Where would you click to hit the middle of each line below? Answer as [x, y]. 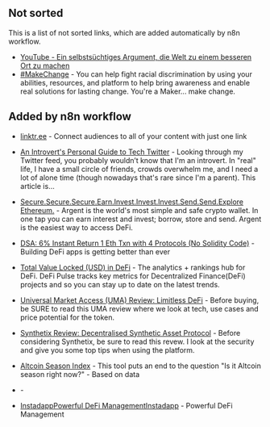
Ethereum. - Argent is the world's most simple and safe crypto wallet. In [139, 210]
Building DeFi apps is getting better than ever [95, 251]
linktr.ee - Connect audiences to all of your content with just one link [133, 136]
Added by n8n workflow [70, 117]
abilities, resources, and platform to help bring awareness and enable [135, 82]
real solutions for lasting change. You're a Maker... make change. [128, 91]
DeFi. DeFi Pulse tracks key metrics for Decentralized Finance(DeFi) [133, 276]
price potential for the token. [67, 317]
